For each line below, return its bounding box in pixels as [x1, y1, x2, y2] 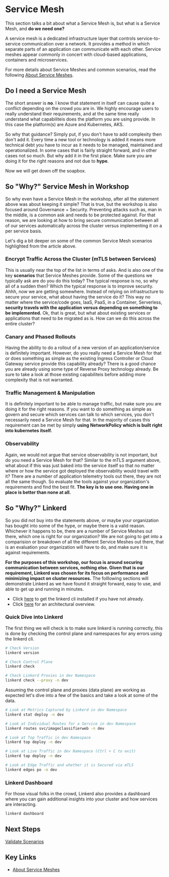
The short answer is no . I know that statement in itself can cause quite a [5, 100, 154, 106]
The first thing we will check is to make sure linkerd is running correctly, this [5, 625, 163, 631]
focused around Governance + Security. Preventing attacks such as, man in [5, 206, 162, 212]
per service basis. [5, 228, 43, 234]
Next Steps [5, 825, 41, 834]
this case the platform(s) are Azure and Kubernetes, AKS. [5, 121, 124, 127]
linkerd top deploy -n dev [5, 740, 62, 745]
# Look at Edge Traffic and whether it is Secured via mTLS [5, 763, 134, 768]
